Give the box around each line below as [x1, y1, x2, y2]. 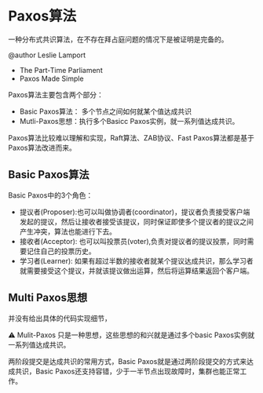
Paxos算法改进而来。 [8, 143, 76, 152]
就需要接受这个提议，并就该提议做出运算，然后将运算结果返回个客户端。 [19, 266, 254, 275]
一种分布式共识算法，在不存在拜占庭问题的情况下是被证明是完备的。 [8, 35, 228, 44]
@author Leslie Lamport [8, 50, 86, 60]
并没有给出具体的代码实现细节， [8, 313, 111, 322]
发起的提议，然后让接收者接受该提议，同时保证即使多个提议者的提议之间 [19, 217, 254, 226]
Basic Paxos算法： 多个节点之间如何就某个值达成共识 [19, 107, 192, 116]
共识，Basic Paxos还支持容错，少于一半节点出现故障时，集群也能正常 [14, 366, 240, 376]
